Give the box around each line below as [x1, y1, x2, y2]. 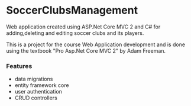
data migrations [14, 75, 53, 83]
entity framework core [14, 82, 69, 89]
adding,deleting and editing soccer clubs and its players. [6, 29, 144, 36]
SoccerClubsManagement [6, 4, 138, 17]
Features [6, 62, 33, 70]
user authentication [14, 88, 62, 95]
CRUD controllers [14, 94, 57, 101]
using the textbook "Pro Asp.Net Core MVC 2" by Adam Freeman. [6, 47, 166, 54]
